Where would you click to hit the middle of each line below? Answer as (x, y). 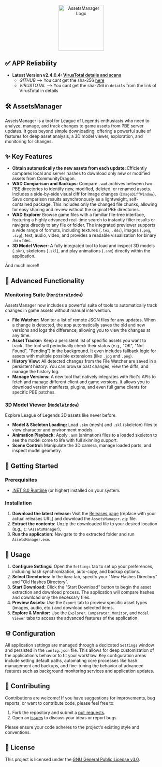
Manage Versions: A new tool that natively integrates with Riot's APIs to (84, 377)
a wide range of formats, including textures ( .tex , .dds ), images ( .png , (81, 230)
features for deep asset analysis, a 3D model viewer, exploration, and (74, 136)
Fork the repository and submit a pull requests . (59, 713)
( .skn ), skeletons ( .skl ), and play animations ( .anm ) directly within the (81, 251)
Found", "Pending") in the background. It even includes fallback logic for (84, 351)
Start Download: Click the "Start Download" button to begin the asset (81, 587)
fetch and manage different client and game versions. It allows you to (81, 382)
